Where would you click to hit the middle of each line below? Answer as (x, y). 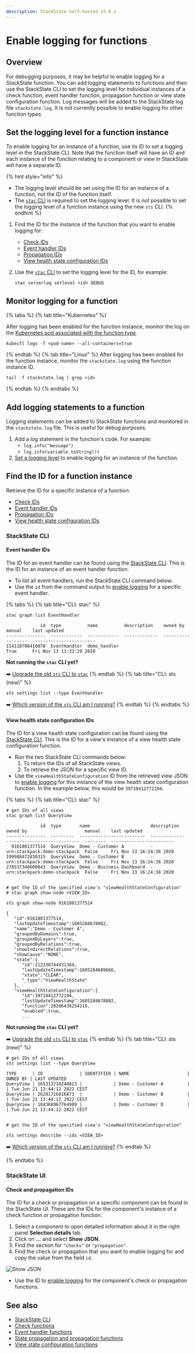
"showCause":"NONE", (39, 955)
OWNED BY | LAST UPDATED (36, 1079)
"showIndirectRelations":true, (52, 950)
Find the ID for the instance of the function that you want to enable (95, 225)
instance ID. (20, 367)
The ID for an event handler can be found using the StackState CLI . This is (95, 563)
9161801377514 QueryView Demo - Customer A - (82, 847)
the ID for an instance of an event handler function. (68, 569)
